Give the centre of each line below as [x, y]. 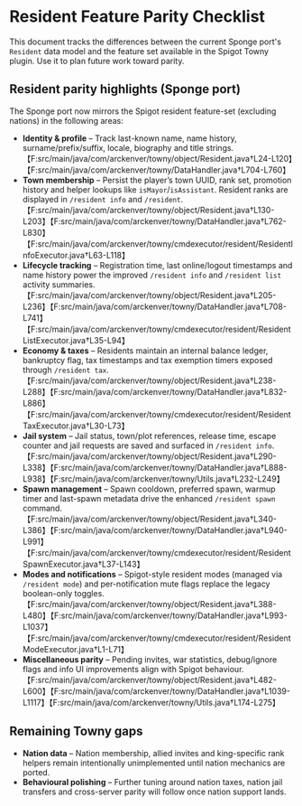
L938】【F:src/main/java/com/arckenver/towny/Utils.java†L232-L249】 [153, 478]
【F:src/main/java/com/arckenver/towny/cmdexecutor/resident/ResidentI [158, 244]
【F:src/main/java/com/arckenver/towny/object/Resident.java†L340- [150, 519]
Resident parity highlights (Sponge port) [125, 89]
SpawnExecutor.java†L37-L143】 [83, 564]
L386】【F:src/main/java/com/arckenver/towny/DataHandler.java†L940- [155, 530]
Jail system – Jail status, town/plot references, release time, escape [149, 436]
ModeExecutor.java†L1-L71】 [75, 649]
